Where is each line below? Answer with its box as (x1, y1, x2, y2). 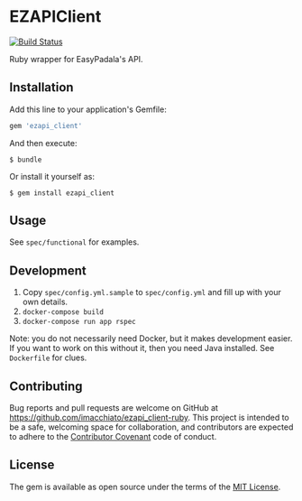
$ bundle (9, 155, 42, 164)
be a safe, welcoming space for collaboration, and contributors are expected (9, 422, 294, 432)
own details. (22, 296, 69, 308)
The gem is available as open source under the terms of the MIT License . (9, 481, 281, 492)
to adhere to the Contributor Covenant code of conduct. (9, 431, 217, 442)
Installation (9, 79, 74, 96)
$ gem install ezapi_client (9, 188, 115, 198)
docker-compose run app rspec (22, 318, 137, 327)
